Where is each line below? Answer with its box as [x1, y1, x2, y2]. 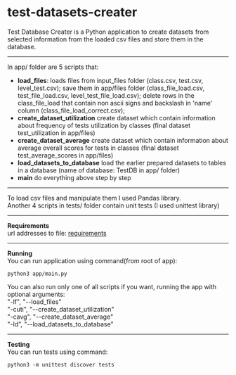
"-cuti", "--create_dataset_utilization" [7, 305, 114, 313]
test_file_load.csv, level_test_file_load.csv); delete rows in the [17, 91, 195, 99]
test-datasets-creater [7, 4, 138, 20]
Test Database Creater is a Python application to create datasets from [7, 27, 209, 36]
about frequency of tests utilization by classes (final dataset [17, 121, 191, 129]
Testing [7, 340, 30, 348]
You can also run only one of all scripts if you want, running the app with [7, 282, 217, 291]
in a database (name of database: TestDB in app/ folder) [17, 166, 181, 174]
